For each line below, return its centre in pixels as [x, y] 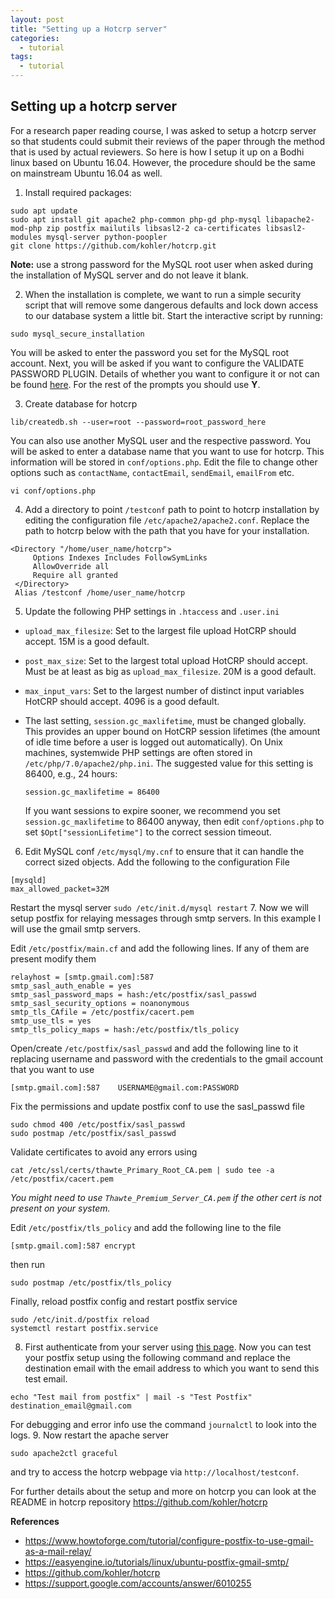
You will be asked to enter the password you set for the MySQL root [150, 352]
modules [26, 237]
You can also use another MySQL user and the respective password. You [161, 440]
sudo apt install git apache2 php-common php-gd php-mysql [136, 219]
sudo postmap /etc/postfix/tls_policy [91, 1282]
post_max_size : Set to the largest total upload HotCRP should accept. [166, 660]
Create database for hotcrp [81, 403]
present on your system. [60, 1208]
